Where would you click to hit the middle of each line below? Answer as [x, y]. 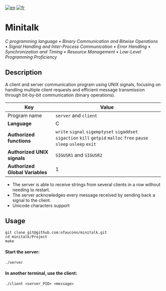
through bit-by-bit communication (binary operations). [60, 95]
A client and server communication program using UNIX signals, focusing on [83, 84]
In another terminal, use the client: [41, 273]
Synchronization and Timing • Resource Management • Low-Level [73, 51]
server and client [77, 115]
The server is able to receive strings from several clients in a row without [86, 184]
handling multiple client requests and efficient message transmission [75, 89]
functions [19, 141]
